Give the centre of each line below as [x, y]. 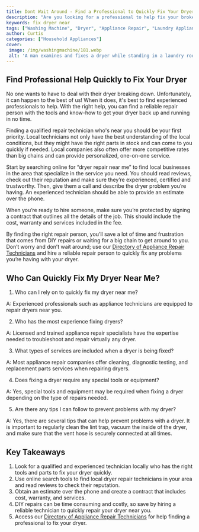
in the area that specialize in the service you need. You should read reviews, [99, 174]
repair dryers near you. [34, 310]
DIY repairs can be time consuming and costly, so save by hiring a [95, 504]
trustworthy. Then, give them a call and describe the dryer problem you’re [96, 186]
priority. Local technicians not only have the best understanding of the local [98, 137]
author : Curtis [25, 34]
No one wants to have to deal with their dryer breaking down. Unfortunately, [99, 94]
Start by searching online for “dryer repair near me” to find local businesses [98, 167]
